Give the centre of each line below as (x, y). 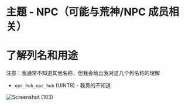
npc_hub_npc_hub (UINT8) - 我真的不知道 (63, 86)
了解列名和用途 (42, 56)
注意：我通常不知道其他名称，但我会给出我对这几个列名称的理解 (83, 73)
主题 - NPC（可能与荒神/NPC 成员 (88, 12)
